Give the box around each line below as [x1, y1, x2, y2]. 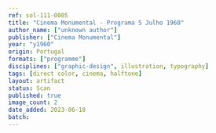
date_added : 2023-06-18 [8, 106, 86, 114]
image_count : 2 [8, 99, 58, 106]
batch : [8, 113, 30, 121]
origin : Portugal [8, 48, 65, 56]
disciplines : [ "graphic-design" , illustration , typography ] [8, 63, 210, 70]
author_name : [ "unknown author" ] [8, 26, 118, 34]
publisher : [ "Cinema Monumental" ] [8, 33, 122, 41]
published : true [8, 92, 61, 99]
